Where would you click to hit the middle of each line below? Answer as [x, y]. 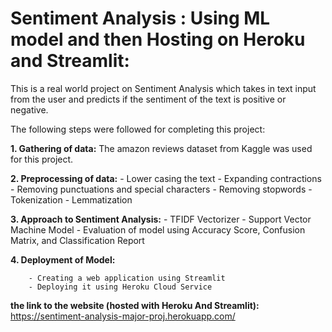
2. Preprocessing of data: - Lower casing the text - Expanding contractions [166, 178]
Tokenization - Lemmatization [71, 199]
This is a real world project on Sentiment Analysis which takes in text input [163, 88]
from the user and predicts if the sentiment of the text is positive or [148, 99]
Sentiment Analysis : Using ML [140, 18]
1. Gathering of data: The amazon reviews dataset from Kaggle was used [161, 148]
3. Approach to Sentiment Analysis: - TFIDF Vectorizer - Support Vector [161, 219]
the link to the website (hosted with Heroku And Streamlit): [135, 305]
